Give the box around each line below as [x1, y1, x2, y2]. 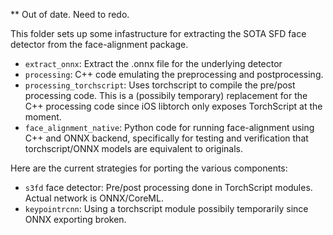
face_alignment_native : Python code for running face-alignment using [24, 122, 315, 133]
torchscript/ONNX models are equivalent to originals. [24, 143, 244, 154]
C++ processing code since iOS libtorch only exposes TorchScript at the [24, 100, 323, 112]
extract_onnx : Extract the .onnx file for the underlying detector [24, 58, 283, 69]
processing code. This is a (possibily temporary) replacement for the [24, 90, 308, 101]
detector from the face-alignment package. [10, 39, 189, 50]
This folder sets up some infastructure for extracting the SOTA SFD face [10, 28, 307, 39]
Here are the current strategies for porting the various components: [10, 162, 288, 174]
